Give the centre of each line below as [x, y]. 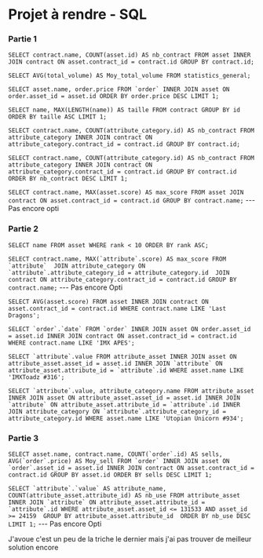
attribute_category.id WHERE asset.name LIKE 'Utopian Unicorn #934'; [126, 418]
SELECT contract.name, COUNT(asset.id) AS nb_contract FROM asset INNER [130, 55]
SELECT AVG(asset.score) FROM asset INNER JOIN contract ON [109, 301]
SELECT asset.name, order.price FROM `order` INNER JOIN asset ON [119, 89]
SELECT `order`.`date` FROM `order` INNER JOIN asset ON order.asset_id [130, 329]
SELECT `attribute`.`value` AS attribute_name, [88, 489]
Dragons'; [24, 315]
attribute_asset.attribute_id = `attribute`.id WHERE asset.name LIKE [126, 370]
